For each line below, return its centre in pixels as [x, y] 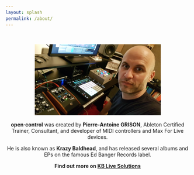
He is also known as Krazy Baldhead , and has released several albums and [98, 148]
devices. [98, 137]
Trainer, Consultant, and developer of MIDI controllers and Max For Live [98, 131]
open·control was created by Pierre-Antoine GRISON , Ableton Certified [98, 124]
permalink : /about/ [29, 18]
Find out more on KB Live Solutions [98, 166]
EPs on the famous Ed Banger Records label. [98, 155]
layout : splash [24, 12]
